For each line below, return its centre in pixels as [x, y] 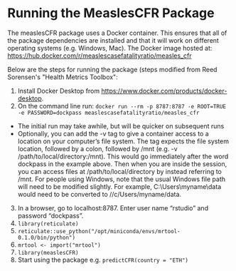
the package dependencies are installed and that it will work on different [113, 40]
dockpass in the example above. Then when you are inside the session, [122, 164]
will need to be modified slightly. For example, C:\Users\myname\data [119, 186]
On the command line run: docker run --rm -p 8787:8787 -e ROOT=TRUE [122, 106]
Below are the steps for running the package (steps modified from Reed [112, 69]
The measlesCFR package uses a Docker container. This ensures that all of [117, 33]
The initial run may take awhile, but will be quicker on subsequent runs [121, 126]
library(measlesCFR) [48, 252]
